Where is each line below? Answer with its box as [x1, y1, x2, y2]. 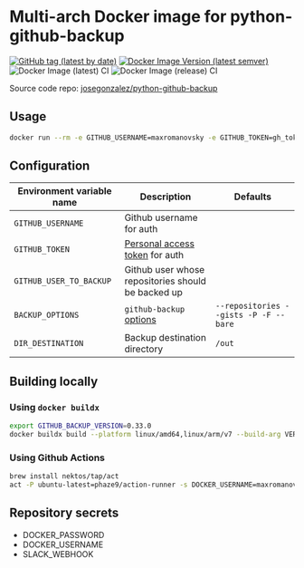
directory [124, 342, 164, 355]
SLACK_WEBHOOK [22, 548, 94, 559]
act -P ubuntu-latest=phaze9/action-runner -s [9, 480, 188, 490]
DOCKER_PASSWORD [22, 529, 105, 540]
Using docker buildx [9, 400, 100, 413]
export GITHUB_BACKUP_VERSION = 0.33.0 [9, 421, 152, 431]
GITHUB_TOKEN [14, 245, 71, 255]
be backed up [124, 286, 183, 299]
